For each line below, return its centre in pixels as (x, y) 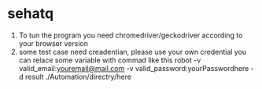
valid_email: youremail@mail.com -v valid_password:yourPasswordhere (134, 68)
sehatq (31, 14)
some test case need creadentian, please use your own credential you (133, 52)
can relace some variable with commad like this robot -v (110, 60)
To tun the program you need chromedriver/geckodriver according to (131, 35)
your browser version (53, 43)
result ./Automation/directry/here (78, 77)
